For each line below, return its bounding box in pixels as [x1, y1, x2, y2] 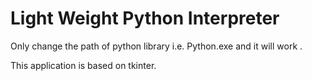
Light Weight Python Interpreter [10, 7, 280, 30]
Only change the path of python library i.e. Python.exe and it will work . [10, 40, 303, 52]
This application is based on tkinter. [10, 59, 157, 71]
